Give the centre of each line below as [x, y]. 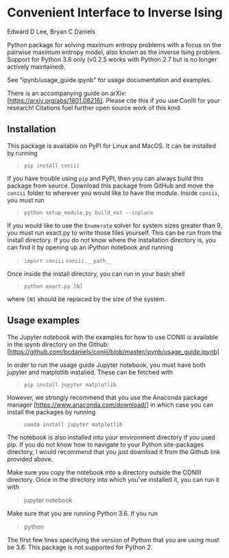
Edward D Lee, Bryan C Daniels [51, 31]
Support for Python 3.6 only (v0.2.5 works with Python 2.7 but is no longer [112, 59]
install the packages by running [51, 411]
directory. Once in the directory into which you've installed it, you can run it [113, 479]
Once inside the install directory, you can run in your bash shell [96, 274]
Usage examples [44, 321]
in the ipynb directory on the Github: [58, 344]
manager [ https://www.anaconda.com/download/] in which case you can [110, 405]
